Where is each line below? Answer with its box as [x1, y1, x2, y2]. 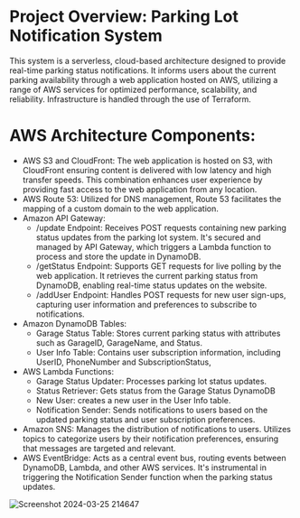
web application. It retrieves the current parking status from [35, 270, 258, 281]
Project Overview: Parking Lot [9, 6, 239, 27]
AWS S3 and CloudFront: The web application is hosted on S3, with [22, 155, 273, 166]
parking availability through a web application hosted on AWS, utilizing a [9, 74, 278, 85]
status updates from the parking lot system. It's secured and [35, 232, 261, 243]
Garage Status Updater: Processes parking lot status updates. [35, 375, 267, 386]
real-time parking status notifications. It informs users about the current [9, 65, 277, 76]
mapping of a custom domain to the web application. [22, 203, 220, 214]
